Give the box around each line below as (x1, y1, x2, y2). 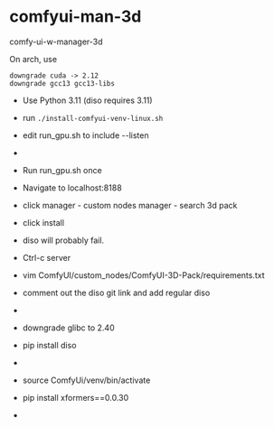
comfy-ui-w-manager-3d (9, 36, 103, 47)
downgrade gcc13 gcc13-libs (9, 79, 116, 88)
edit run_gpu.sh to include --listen (22, 129, 149, 141)
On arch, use (9, 53, 57, 64)
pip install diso (22, 339, 77, 350)
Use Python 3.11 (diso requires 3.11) (22, 95, 153, 106)
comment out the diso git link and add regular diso (22, 287, 211, 298)
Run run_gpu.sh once (22, 164, 102, 175)
